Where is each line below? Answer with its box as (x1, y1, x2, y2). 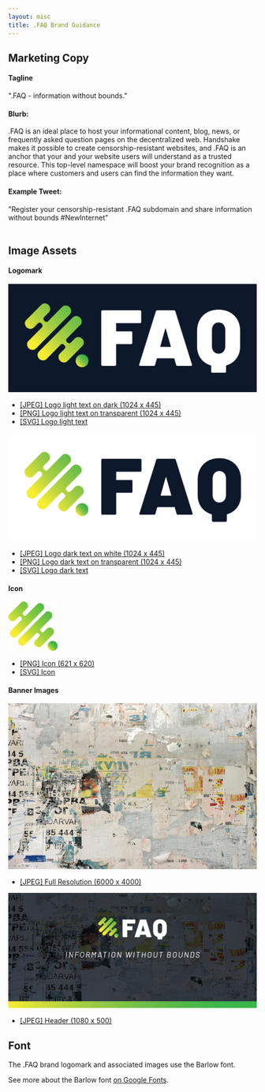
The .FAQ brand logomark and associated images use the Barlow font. (8, 1060, 236, 1070)
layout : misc (8, 13, 51, 21)
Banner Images (8, 685, 59, 695)
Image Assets (8, 243, 77, 257)
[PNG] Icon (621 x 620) (19, 659, 95, 668)
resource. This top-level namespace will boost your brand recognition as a (8, 160, 250, 170)
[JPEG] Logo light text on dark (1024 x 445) (19, 400, 162, 410)
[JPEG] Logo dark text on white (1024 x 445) (19, 549, 166, 559)
